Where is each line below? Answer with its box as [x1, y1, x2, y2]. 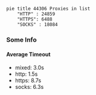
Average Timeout [6, 50, 51, 57]
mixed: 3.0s [14, 64, 44, 71]
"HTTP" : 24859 [17, 11, 56, 17]
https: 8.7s [14, 77, 42, 84]
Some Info [6, 35, 37, 44]
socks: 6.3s [14, 84, 44, 91]
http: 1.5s [14, 70, 38, 78]
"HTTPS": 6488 [17, 16, 53, 22]
